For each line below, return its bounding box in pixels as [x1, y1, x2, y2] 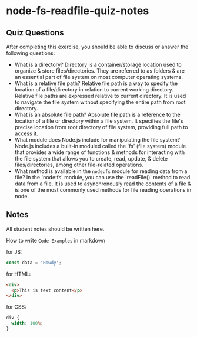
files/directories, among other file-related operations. [14, 161, 144, 168]
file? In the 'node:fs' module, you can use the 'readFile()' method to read [14, 174, 191, 181]
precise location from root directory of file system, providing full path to [14, 124, 188, 130]
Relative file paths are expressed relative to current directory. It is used [14, 93, 186, 99]
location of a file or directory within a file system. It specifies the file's [14, 117, 183, 125]
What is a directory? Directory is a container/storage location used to [14, 61, 182, 68]
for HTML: [6, 270, 31, 277]
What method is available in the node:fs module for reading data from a [14, 168, 188, 175]
